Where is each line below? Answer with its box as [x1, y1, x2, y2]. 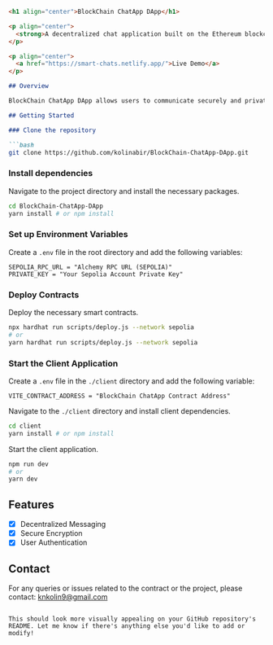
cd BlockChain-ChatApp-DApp [8, 202, 104, 210]
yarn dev [8, 475, 38, 484]
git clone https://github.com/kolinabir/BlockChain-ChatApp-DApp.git [8, 148, 249, 156]
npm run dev [8, 460, 49, 468]
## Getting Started [8, 111, 75, 120]
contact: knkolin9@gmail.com [8, 592, 108, 602]
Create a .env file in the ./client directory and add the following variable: [8, 375, 255, 386]
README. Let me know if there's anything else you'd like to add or [8, 622, 245, 630]
